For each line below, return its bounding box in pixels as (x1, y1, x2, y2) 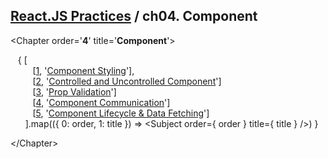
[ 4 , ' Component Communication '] (32, 96, 171, 108)
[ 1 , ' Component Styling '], (32, 64, 135, 76)
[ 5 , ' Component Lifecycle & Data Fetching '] (32, 107, 210, 119)
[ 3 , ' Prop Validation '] (32, 85, 117, 98)
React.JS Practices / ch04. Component (10, 8, 258, 25)
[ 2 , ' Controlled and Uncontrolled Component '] (32, 75, 222, 87)
